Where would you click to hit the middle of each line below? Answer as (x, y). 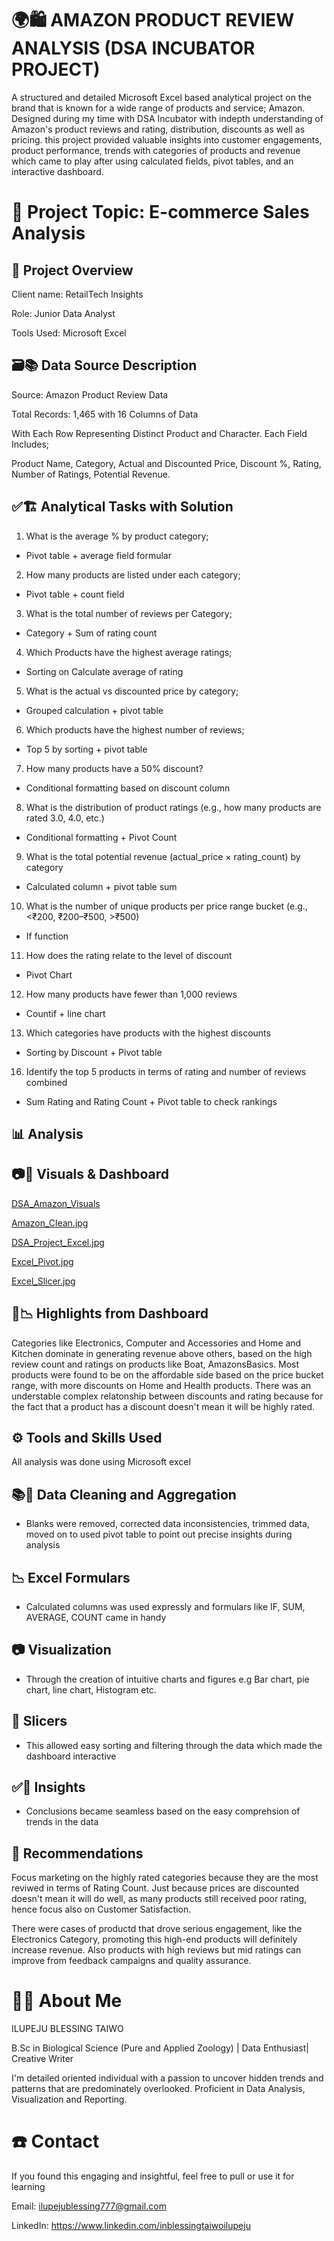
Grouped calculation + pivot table (94, 710)
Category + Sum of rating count (91, 633)
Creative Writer (42, 2059)
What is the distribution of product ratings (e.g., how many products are (173, 807)
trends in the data (62, 1822)
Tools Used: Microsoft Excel (69, 333)
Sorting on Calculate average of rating (104, 671)
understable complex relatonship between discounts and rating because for (167, 1396)
